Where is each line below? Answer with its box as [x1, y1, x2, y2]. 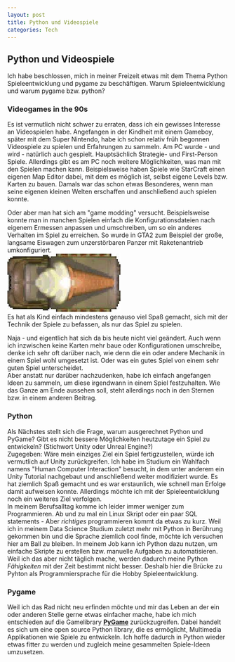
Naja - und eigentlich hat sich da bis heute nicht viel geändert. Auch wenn [7, 334, 221, 343]
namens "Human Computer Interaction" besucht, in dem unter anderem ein [7, 464, 224, 473]
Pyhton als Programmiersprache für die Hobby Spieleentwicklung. [7, 569, 199, 578]
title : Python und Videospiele [7, 18, 99, 26]
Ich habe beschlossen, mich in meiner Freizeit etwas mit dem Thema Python [7, 72, 228, 80]
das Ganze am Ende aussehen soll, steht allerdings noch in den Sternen [7, 386, 215, 395]
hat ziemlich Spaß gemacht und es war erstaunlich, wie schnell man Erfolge [7, 479, 227, 488]
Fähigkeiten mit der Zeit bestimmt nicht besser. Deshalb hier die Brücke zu [7, 561, 222, 570]
